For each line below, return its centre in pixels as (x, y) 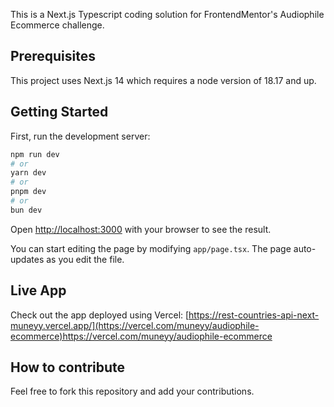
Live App (38, 290)
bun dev (26, 210)
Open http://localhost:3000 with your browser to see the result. (141, 229)
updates (27, 259)
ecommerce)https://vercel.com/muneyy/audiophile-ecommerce (141, 336)
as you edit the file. (85, 259)
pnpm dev (28, 192)
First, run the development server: (80, 136)
